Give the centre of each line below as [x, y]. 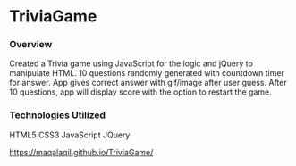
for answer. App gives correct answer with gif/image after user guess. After [148, 83]
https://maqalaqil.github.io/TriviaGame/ [81, 152]
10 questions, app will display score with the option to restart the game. [140, 92]
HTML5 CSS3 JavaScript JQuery [70, 135]
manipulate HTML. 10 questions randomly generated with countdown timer [147, 73]
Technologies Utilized [57, 115]
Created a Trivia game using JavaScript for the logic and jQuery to [131, 63]
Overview [31, 45]
